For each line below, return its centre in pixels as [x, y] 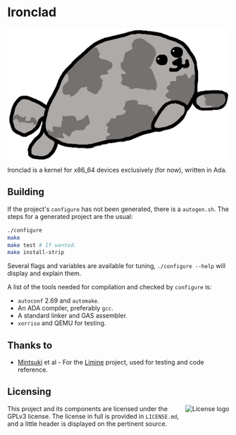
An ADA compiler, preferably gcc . [66, 308]
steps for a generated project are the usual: [70, 216]
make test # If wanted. [42, 245]
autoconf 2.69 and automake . [58, 301]
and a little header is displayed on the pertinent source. [87, 424]
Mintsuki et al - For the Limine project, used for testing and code [111, 362]
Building [26, 192]
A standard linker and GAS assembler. [73, 316]
